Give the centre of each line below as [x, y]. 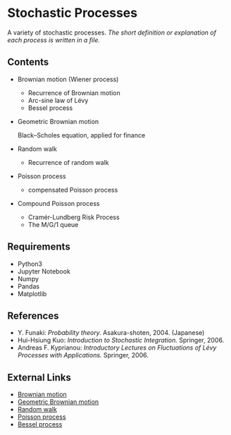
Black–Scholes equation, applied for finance [81, 135]
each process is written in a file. [54, 39]
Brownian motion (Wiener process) [68, 79]
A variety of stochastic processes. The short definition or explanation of [112, 32]
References [33, 315]
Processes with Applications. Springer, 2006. [83, 355]
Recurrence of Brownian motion [74, 92]
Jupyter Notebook [44, 271]
